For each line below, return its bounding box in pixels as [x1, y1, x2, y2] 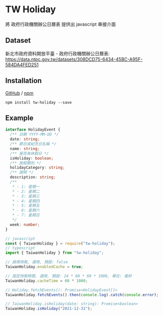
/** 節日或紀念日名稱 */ [10, 141, 57, 147]
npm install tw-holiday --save [5, 100, 72, 105]
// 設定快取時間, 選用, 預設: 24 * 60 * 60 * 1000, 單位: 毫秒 [5, 273, 132, 279]
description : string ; [10, 175, 56, 180]
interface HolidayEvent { [5, 127, 60, 132]
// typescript [5, 246, 36, 251]
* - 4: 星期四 [12, 198, 40, 204]
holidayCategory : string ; [10, 165, 65, 171]
